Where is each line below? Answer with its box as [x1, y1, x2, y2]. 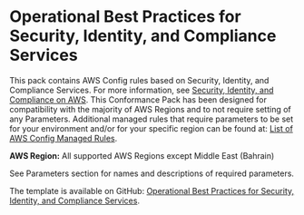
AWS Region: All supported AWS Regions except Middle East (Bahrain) [9, 150, 275, 161]
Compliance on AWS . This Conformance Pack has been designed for [9, 93, 268, 105]
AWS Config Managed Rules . [9, 132, 118, 143]
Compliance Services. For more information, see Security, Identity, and [9, 84, 274, 95]
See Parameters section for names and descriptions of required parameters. [9, 168, 295, 179]
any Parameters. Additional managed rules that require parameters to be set [9, 113, 294, 124]
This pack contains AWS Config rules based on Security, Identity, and [9, 74, 270, 85]
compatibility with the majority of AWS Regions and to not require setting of [9, 103, 292, 114]
